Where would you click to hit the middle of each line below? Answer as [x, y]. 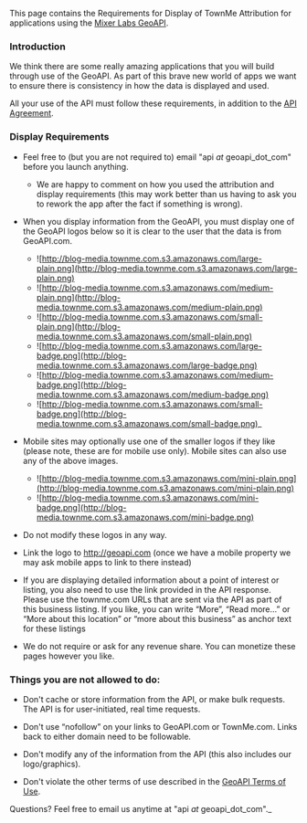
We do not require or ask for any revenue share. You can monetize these [159, 646]
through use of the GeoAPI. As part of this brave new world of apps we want [153, 76]
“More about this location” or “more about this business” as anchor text [157, 618]
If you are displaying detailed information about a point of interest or [151, 580]
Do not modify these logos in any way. [95, 534]
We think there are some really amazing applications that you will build [142, 67]
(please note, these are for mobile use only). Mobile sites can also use [154, 450]
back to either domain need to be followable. [107, 736]
